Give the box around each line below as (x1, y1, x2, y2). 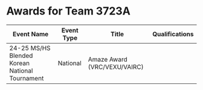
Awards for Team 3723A (6, 4, 131, 18)
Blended (9, 51, 33, 60)
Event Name (13, 30, 49, 38)
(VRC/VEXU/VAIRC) (88, 62, 144, 71)
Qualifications (152, 30, 194, 38)
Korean (9, 59, 30, 67)
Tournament (9, 74, 44, 82)
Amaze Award (88, 55, 128, 63)
